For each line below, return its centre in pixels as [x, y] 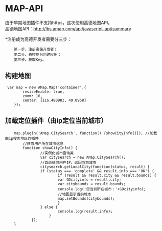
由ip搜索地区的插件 [22, 138]
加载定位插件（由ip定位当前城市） [56, 121]
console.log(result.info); [85, 211]
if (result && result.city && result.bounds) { [107, 175]
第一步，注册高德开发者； [36, 49]
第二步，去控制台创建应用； [38, 54]
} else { [49, 207]
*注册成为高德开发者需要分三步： [38, 39]
